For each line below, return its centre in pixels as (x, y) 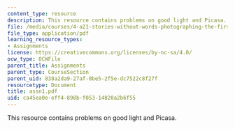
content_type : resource (42, 14)
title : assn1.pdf (33, 91)
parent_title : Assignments (47, 66)
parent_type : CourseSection (48, 72)
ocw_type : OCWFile (34, 59)
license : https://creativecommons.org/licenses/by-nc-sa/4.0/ (100, 53)
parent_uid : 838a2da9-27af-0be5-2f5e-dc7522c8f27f (83, 78)
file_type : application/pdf (48, 33)
